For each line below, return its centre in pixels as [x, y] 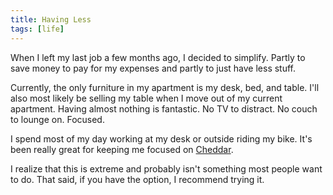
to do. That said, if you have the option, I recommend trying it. [137, 179]
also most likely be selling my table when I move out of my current [146, 98]
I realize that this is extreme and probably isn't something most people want [166, 168]
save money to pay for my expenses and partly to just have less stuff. [153, 68]
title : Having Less [51, 19]
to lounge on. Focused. [57, 119]
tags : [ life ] [37, 29]
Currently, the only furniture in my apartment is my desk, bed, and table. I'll [165, 87]
